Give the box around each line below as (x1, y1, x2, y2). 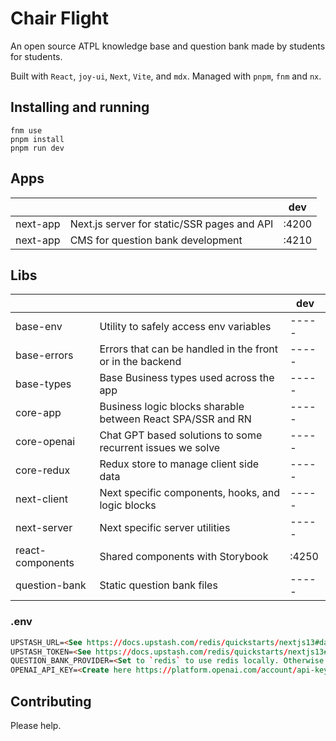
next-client (15, 492, 68, 506)
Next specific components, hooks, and (99, 486, 280, 500)
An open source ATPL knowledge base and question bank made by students (10, 40, 326, 52)
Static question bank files (99, 578, 218, 592)
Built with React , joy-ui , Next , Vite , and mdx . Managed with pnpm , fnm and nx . (10, 70, 322, 82)
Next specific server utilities (99, 521, 231, 535)
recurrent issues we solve (99, 441, 221, 455)
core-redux (15, 463, 71, 477)
